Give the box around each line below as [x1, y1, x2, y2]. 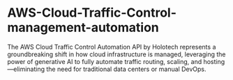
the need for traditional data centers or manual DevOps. [46, 65, 206, 73]
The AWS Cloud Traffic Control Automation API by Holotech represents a [7, 42, 216, 51]
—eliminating [7, 65, 45, 73]
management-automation [7, 19, 159, 35]
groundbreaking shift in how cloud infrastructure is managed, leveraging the [7, 50, 226, 58]
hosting [203, 57, 225, 65]
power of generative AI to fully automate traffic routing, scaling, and [7, 57, 202, 65]
